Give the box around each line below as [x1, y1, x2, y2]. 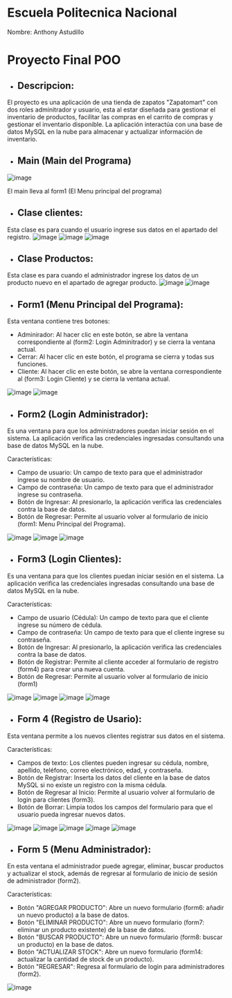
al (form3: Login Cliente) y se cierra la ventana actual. [17, 375, 171, 383]
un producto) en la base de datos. [17, 940, 114, 949]
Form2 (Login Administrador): [17, 408, 149, 420]
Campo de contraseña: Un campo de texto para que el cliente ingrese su [17, 628, 225, 636]
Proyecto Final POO [7, 52, 121, 68]
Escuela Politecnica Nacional [7, 5, 177, 21]
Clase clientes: [17, 207, 83, 219]
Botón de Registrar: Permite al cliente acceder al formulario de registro [17, 657, 219, 666]
